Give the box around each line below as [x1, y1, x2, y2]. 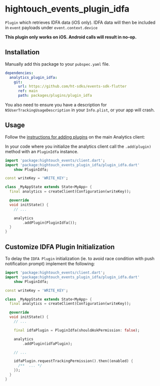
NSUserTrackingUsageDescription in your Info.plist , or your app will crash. [5, 107, 155, 113]
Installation [5, 48, 40, 56]
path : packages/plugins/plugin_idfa [17, 93, 92, 98]
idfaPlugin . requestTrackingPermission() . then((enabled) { [14, 359, 133, 364]
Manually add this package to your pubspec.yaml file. [5, 61, 110, 67]
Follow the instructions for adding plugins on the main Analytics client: [5, 134, 145, 140]
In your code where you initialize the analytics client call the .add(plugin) [5, 143, 152, 149]
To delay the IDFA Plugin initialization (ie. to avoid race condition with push [5, 256, 155, 261]
